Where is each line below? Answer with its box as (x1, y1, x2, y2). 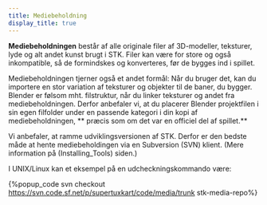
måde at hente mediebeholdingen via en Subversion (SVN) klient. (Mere (8, 140, 245, 149)
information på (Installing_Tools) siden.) (8, 148, 138, 158)
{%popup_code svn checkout (8, 179, 106, 188)
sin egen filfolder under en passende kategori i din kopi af (8, 107, 198, 116)
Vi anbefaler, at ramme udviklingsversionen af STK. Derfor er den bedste (8, 131, 247, 140)
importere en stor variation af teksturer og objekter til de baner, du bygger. (8, 81, 253, 92)
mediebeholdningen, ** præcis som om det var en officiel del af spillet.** (8, 116, 248, 125)
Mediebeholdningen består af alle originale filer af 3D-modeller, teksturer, (8, 41, 253, 50)
